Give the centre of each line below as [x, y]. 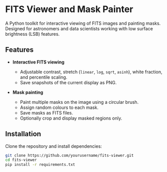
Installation [23, 134]
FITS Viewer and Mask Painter [69, 9]
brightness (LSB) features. [32, 34]
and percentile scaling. [44, 77]
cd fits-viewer [21, 160]
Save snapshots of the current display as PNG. [68, 82]
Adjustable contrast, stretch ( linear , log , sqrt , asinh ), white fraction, [91, 72]
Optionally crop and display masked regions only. [71, 118]
